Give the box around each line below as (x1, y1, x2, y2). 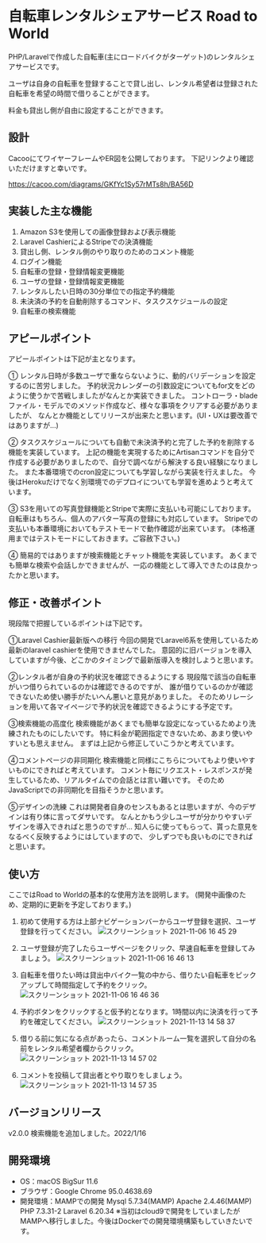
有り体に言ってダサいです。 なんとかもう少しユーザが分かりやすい (29, 812, 245, 822)
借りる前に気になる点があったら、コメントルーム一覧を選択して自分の (19, 1033, 249, 1043)
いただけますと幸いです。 (8, 164, 91, 173)
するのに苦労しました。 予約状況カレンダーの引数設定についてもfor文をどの (8, 381, 256, 391)
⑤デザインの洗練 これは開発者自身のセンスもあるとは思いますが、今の (8, 802, 242, 812)
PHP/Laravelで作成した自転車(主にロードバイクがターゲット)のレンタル (8, 52, 242, 61)
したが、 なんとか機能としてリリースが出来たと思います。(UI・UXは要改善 (8, 410, 252, 421)
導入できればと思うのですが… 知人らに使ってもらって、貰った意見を (35, 822, 259, 832)
